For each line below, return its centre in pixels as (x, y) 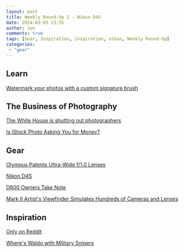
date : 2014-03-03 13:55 (35, 22)
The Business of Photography (62, 106)
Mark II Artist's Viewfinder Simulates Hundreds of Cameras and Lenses (92, 199)
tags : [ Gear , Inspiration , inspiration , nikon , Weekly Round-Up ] (88, 39)
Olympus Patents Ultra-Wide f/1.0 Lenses (56, 165)
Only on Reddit (24, 231)
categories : (21, 45)
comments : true (25, 34)
